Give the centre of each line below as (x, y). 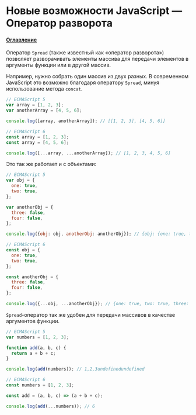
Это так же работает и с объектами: (51, 164)
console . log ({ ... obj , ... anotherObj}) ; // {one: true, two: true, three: (98, 304)
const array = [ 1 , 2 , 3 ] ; (37, 137)
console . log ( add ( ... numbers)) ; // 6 (50, 406)
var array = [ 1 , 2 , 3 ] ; (35, 105)
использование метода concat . (44, 89)
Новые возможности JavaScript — (94, 11)
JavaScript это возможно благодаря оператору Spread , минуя (83, 82)
